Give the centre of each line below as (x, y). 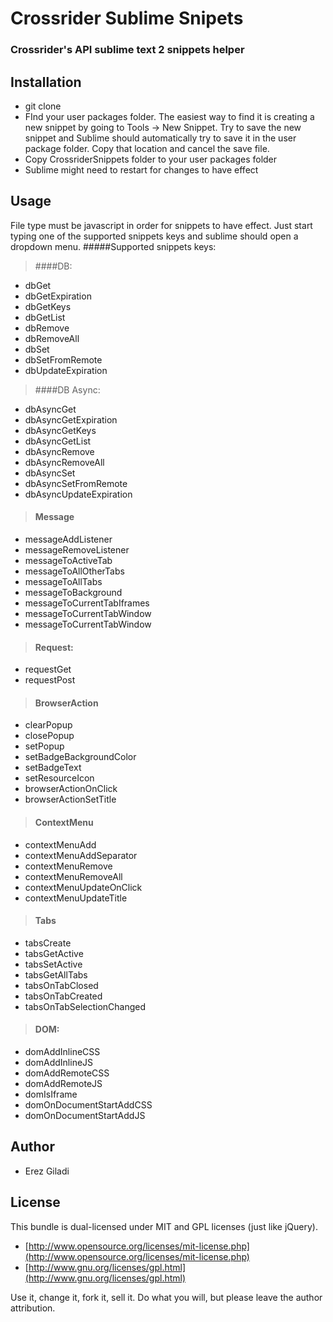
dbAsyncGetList (58, 441)
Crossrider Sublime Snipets (127, 18)
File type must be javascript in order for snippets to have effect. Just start (161, 225)
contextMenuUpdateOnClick (83, 887)
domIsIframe (51, 1094)
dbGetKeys (48, 306)
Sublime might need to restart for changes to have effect (141, 169)
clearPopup (48, 725)
